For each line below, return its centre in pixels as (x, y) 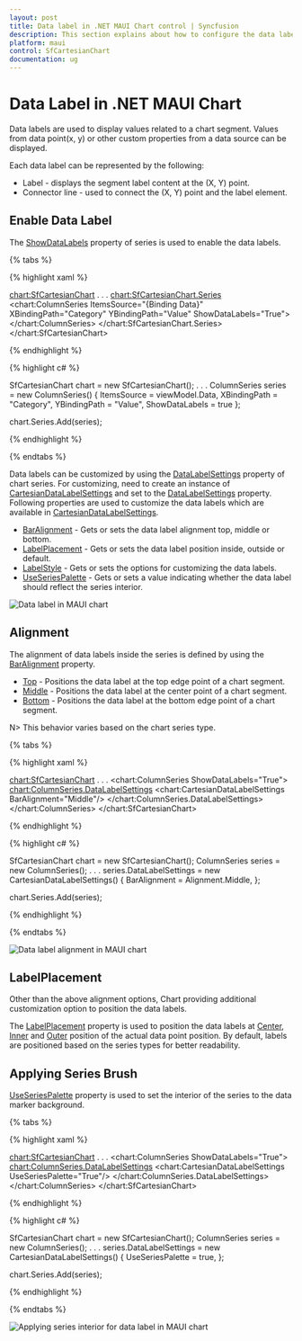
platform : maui (38, 43)
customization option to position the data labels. (98, 1009)
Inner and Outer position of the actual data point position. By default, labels (148, 1036)
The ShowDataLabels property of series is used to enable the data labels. (145, 242)
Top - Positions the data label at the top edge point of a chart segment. (154, 681)
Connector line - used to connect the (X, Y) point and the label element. (155, 192)
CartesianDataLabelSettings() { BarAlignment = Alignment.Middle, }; (135, 880)
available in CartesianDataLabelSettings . (84, 512)
